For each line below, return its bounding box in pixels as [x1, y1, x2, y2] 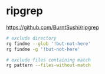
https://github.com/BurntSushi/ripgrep [6, 24, 99, 31]
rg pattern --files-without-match [6, 62, 91, 69]
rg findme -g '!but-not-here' [6, 46, 81, 52]
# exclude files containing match [6, 57, 91, 63]
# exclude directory [6, 35, 57, 41]
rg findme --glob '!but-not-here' [6, 40, 91, 47]
